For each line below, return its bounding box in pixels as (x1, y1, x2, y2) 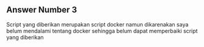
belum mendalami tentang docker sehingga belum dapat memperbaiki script (6, 27, 198, 34)
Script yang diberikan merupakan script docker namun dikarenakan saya (6, 20, 189, 28)
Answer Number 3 (6, 5, 77, 15)
